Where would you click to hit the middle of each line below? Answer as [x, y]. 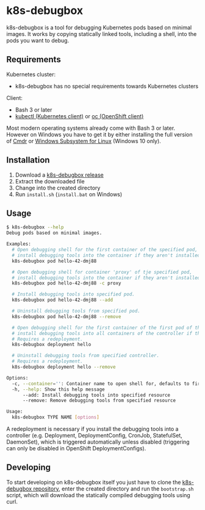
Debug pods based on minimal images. [54, 233]
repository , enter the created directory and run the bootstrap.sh [113, 489]
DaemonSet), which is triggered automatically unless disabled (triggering [98, 442]
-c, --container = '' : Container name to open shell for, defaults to [101, 384]
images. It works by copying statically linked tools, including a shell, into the [102, 34]
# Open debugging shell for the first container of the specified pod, [105, 250]
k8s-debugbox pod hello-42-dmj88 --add [63, 300]
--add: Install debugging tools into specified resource [96, 395]
